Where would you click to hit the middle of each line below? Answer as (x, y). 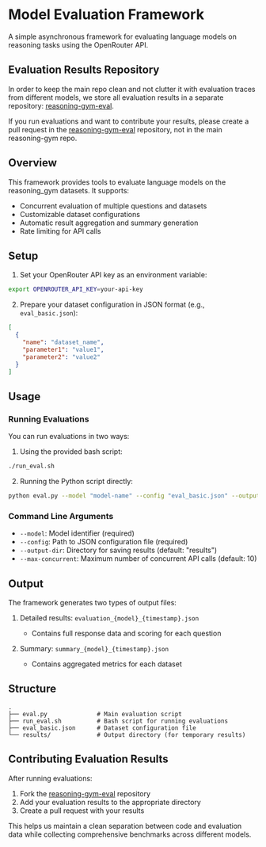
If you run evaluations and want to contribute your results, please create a (129, 121)
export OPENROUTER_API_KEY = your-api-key (76, 290)
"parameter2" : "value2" (62, 357)
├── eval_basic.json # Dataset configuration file (102, 728)
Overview (33, 163)
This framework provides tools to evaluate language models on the (117, 182)
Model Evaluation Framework (106, 15)
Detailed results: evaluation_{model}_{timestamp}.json (109, 618)
